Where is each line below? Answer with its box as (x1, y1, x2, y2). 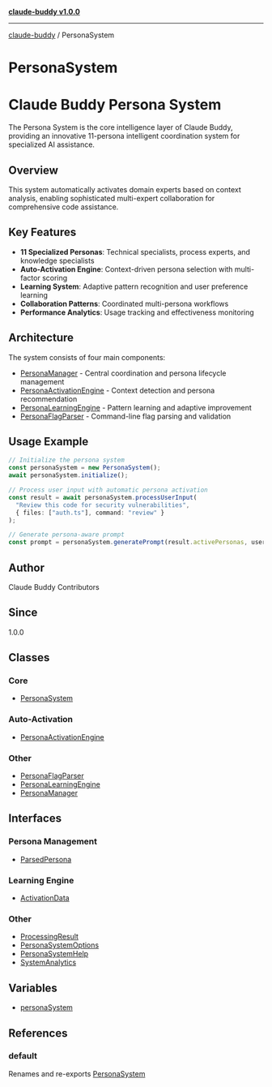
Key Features (8, 226, 77, 239)
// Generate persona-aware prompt (8, 531, 125, 539)
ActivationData (19, 893, 70, 903)
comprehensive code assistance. (8, 202, 119, 212)
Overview (8, 163, 59, 177)
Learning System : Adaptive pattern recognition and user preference (19, 281, 249, 291)
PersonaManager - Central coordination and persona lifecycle (19, 368, 227, 378)
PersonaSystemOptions (19, 940, 100, 950)
